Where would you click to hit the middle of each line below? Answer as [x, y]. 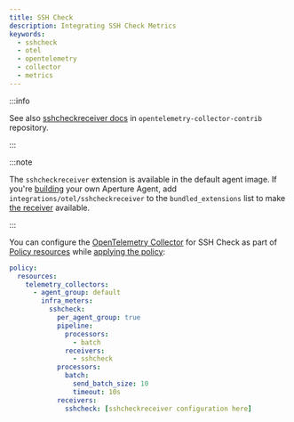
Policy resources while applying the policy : [87, 251]
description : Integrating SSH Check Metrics [93, 26]
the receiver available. [50, 207]
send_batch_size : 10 [111, 384]
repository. [29, 127]
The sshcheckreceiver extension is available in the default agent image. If [143, 179]
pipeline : [75, 326]
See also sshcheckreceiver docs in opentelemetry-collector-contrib [135, 118]
